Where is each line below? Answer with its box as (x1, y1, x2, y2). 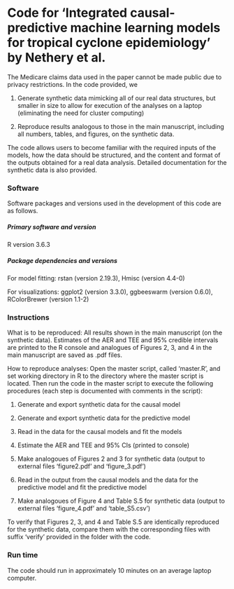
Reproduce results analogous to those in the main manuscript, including (17, 122, 225, 130)
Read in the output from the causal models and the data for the (17, 475, 199, 485)
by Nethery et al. (7, 50, 106, 66)
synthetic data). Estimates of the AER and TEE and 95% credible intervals (7, 336, 219, 344)
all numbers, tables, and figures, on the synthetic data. (17, 130, 175, 138)
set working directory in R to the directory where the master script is (7, 372, 204, 380)
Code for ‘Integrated (7, 5, 128, 21)
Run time (7, 550, 38, 560)
